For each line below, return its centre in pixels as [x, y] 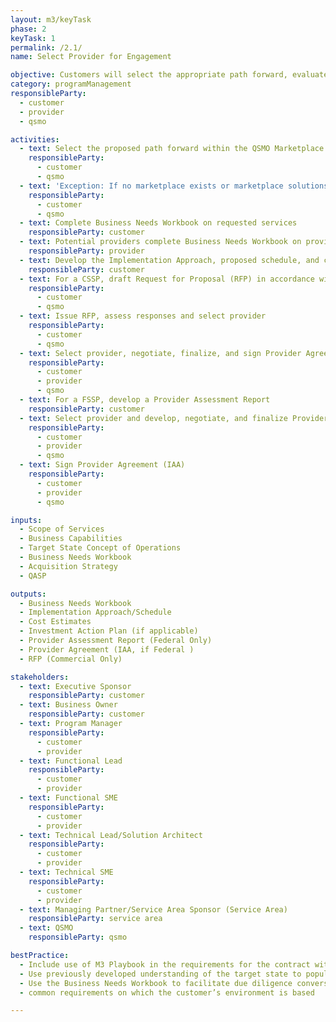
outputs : [28, 594]
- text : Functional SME [68, 798]
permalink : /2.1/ [46, 47]
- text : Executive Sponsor [75, 686]
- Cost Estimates [55, 622]
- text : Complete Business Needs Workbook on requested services [158, 223]
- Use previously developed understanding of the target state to [160, 974]
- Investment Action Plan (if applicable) [109, 631]
